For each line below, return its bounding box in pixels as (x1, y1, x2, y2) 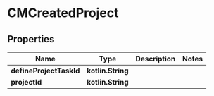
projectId (11, 78, 42, 87)
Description (135, 54, 176, 64)
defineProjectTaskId (11, 66, 80, 76)
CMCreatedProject (7, 5, 119, 21)
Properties (7, 33, 55, 45)
